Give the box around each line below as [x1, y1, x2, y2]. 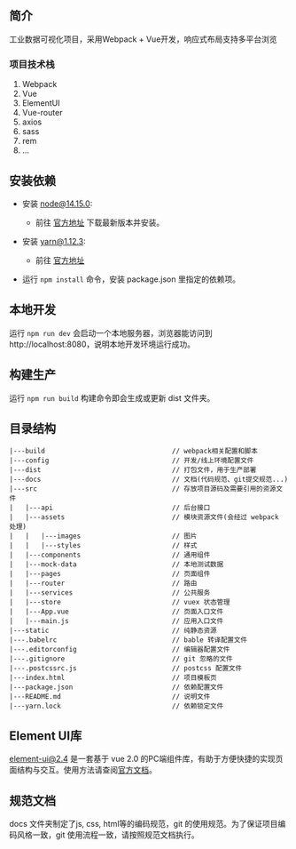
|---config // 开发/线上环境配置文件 [9, 456, 254, 465]
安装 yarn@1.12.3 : [21, 236, 86, 246]
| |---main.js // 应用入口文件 [9, 617, 224, 626]
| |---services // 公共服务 [9, 589, 211, 597]
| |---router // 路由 [9, 579, 198, 589]
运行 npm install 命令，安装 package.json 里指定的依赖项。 [21, 274, 241, 284]
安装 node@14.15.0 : [21, 198, 93, 209]
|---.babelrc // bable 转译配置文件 [9, 636, 248, 645]
